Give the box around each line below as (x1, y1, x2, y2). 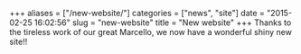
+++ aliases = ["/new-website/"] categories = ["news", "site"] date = (9, 8, 265, 18)
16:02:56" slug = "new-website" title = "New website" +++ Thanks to (34, 17, 292, 28)
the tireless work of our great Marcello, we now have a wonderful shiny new (9, 27, 292, 37)
